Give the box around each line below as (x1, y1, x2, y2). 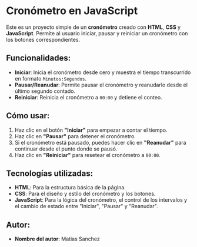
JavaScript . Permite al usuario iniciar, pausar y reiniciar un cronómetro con (6, 29, 188, 36)
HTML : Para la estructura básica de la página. (14, 184, 126, 191)
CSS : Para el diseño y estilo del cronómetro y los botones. (14, 190, 156, 198)
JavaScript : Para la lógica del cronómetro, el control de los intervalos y (14, 196, 188, 203)
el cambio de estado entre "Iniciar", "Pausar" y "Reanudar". (14, 203, 158, 210)
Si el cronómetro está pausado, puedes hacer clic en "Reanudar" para (14, 139, 186, 146)
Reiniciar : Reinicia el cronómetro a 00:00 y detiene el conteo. (14, 94, 163, 101)
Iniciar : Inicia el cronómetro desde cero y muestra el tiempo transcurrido (14, 69, 191, 76)
